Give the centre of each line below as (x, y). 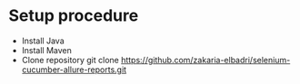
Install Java (43, 41)
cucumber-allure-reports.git (74, 70)
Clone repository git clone (70, 60)
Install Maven (46, 50)
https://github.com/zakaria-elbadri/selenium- (205, 60)
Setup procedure (74, 16)
